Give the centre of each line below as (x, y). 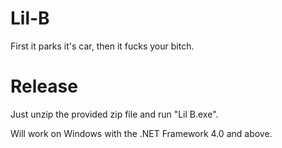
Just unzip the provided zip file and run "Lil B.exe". (114, 114)
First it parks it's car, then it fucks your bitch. (102, 46)
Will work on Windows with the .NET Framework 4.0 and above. (141, 133)
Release (44, 86)
